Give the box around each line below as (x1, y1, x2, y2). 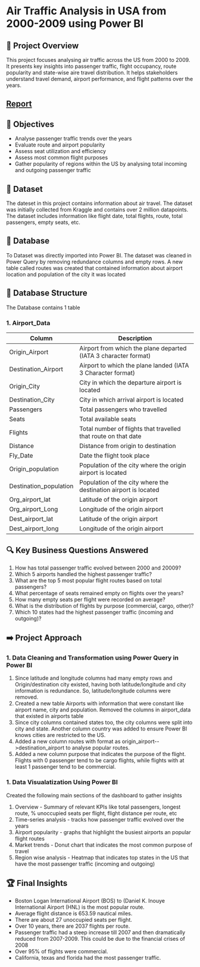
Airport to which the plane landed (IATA (79, 361, 189, 369)
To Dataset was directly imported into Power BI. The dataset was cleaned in (6, 251, 192, 259)
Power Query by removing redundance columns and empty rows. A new (6, 258, 183, 265)
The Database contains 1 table (6, 304, 80, 311)
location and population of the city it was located (6, 270, 126, 278)
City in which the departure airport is (79, 378, 182, 387)
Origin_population (9, 465, 59, 473)
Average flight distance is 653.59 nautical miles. (14, 910, 133, 917)
